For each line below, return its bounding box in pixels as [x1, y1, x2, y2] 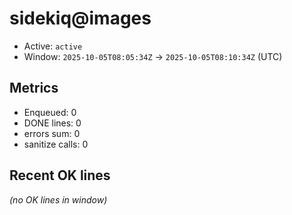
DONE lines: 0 [23, 117, 82, 129]
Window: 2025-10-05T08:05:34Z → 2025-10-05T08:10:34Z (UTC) [23, 50, 283, 62]
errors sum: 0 [23, 127, 81, 139]
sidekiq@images [9, 7, 152, 30]
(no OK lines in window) [9, 193, 108, 206]
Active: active [23, 40, 83, 52]
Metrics [9, 80, 59, 97]
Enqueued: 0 [23, 106, 77, 118]
